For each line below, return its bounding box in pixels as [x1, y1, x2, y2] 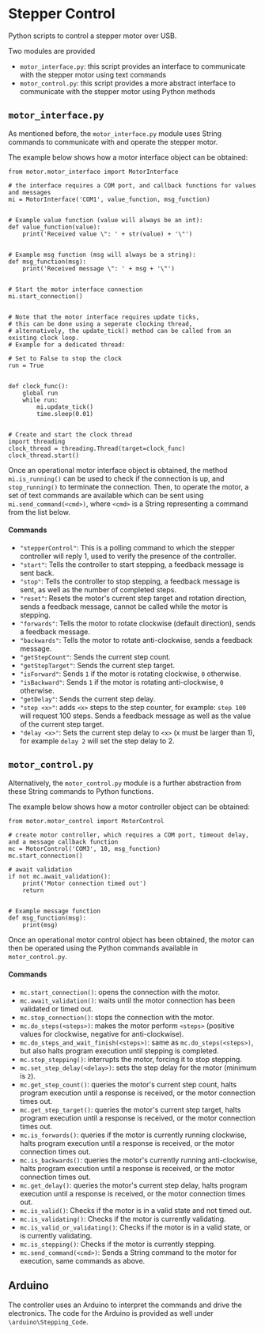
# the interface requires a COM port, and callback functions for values [8, 181, 257, 190]
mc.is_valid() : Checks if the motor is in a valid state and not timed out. [19, 1205, 252, 1215]
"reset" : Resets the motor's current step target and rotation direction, [19, 593, 247, 603]
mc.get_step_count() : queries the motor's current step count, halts [19, 1079, 237, 1089]
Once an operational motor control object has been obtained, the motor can [8, 935, 255, 944]
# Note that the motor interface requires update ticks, [8, 313, 200, 321]
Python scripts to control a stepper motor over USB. [8, 31, 177, 40]
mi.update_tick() [36, 402, 93, 411]
